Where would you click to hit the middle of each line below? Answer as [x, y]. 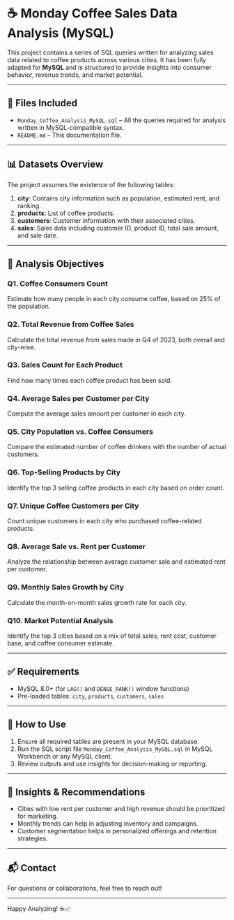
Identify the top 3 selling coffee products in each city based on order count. [116, 488]
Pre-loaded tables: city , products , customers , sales [91, 696]
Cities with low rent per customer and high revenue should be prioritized [121, 809]
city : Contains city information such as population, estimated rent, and [118, 198]
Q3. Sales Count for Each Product [65, 365]
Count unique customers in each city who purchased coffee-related [104, 521]
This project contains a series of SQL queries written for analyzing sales [110, 52]
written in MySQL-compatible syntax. [70, 127]
